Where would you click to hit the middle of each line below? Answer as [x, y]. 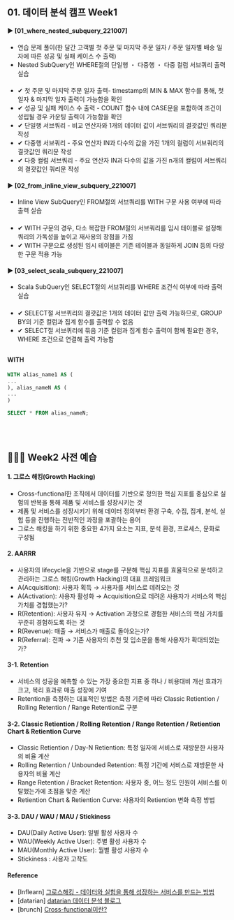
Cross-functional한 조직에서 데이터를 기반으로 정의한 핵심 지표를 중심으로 [118, 494]
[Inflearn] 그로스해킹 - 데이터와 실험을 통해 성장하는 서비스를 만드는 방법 [116, 891]
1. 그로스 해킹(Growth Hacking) [51, 477]
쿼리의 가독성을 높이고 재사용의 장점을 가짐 [75, 237]
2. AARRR [22, 554]
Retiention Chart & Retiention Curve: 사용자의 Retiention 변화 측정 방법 [116, 800]
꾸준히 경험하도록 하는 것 [51, 622]
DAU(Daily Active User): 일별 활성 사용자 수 [78, 833]
